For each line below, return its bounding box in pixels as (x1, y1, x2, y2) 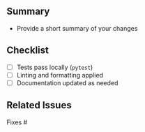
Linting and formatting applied (16, 71, 104, 79)
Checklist (6, 45, 49, 57)
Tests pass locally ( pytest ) (16, 63, 93, 71)
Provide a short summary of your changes (16, 24, 138, 32)
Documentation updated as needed (16, 78, 119, 87)
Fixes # (6, 118, 28, 126)
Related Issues (6, 99, 72, 111)
